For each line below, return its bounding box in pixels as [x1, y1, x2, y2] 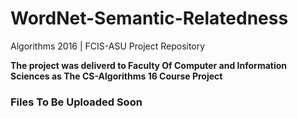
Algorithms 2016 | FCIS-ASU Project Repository [10, 40, 206, 52]
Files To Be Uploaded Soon [10, 95, 143, 109]
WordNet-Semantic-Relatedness [10, 7, 289, 30]
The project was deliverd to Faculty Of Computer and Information [10, 59, 288, 71]
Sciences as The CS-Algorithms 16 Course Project [10, 70, 223, 82]
